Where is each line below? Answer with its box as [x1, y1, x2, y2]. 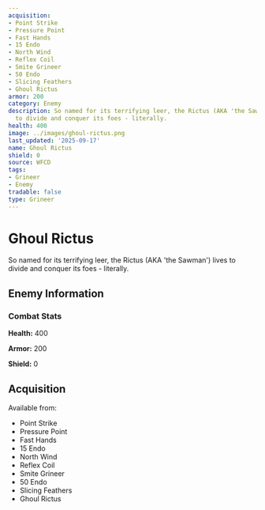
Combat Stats [8, 310, 62, 321]
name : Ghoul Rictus [8, 144, 73, 152]
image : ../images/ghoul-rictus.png [8, 129, 125, 137]
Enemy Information [8, 286, 104, 300]
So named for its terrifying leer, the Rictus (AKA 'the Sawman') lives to [8, 255, 237, 265]
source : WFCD [8, 159, 51, 167]
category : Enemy [8, 100, 62, 108]
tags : [8, 166, 26, 174]
